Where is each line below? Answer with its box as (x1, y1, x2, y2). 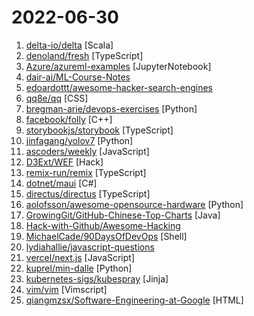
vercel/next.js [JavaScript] (25, 251, 136, 263)
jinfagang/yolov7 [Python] (25, 134, 134, 146)
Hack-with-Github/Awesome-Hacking (25, 219, 181, 231)
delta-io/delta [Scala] (25, 39, 114, 51)
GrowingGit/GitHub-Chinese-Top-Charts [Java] (25, 209, 221, 221)
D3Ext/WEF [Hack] (25, 156, 104, 168)
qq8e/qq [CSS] (25, 92, 89, 104)
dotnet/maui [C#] (25, 177, 98, 189)
